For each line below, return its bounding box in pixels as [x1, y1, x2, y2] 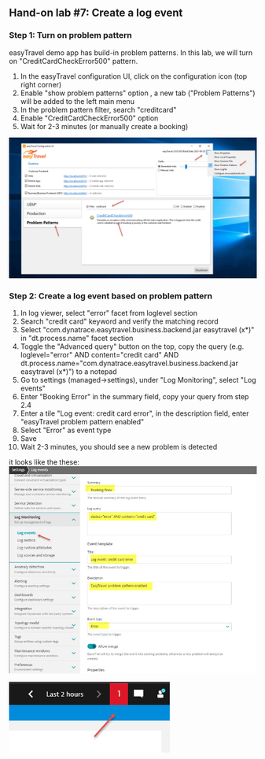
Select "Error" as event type [20, 425, 112, 435]
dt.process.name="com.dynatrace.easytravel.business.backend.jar [20, 358, 239, 368]
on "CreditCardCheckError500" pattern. [9, 56, 138, 65]
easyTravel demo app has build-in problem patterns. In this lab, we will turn [9, 47, 253, 57]
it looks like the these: [9, 457, 79, 467]
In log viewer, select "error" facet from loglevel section [20, 309, 197, 318]
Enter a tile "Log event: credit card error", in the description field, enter [20, 409, 249, 418]
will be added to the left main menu [20, 96, 134, 106]
